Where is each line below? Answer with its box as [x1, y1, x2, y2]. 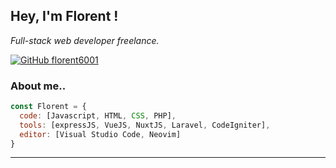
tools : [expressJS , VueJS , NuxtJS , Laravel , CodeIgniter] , [19, 120, 271, 130]
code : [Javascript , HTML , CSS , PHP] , [19, 110, 177, 121]
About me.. [10, 79, 67, 93]
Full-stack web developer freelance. [10, 34, 160, 46]
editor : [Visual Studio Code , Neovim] [19, 129, 182, 139]
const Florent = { [10, 102, 87, 112]
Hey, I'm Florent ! [10, 8, 119, 25]
